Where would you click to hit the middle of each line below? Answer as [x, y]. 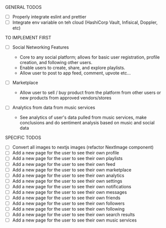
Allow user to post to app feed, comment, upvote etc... [75, 73]
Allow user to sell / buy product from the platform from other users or [90, 93]
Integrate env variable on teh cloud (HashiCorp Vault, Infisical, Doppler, [85, 22]
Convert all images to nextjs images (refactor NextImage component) [83, 147]
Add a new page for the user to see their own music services [75, 220]
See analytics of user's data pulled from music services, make [83, 117]
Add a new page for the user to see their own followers [68, 203]
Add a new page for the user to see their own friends [66, 198]
